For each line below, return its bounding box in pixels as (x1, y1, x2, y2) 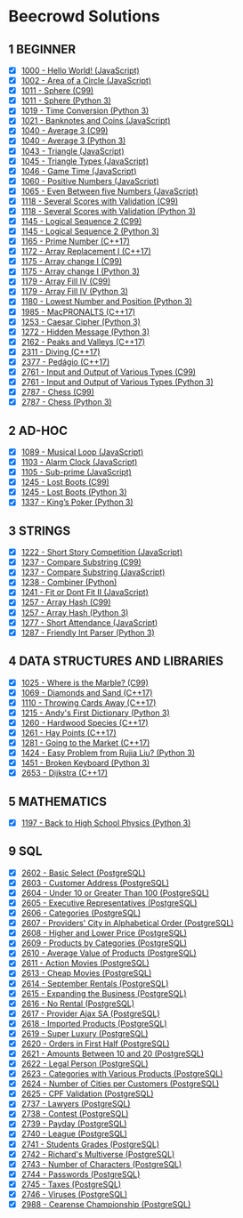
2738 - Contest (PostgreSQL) (20, 1109, 129, 1119)
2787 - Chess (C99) (20, 387, 95, 397)
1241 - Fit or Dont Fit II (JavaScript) (20, 587, 149, 598)
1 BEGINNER (8, 42, 77, 57)
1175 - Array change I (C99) (20, 256, 123, 267)
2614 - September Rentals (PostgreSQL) (20, 978, 169, 988)
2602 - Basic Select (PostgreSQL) (20, 867, 146, 878)
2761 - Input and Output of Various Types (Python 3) (20, 376, 215, 387)
